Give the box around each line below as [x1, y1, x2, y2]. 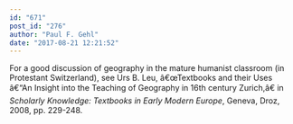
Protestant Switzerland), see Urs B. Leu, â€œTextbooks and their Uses [9, 73, 273, 84]
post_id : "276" [9, 22, 67, 31]
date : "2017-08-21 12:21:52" [9, 38, 119, 48]
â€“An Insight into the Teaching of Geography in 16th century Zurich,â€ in [9, 83, 285, 93]
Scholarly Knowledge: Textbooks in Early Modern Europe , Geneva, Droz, [9, 95, 280, 106]
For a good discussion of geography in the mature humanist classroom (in [9, 63, 285, 74]
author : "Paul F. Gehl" [9, 30, 99, 39]
